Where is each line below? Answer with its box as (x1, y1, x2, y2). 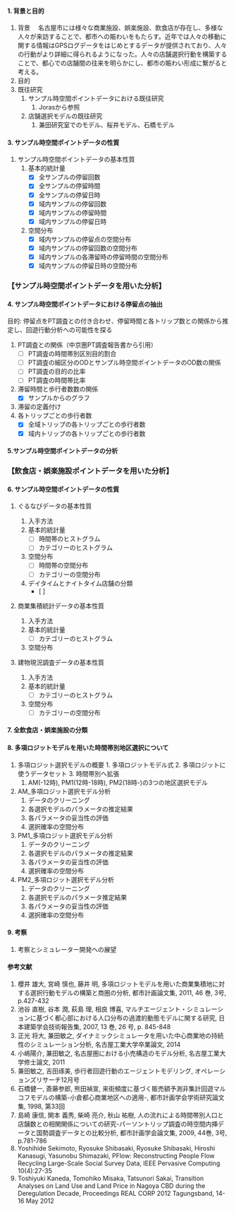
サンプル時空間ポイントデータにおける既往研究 (27, 94, 164, 102)
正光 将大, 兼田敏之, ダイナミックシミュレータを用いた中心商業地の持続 (17, 1031, 224, 1040)
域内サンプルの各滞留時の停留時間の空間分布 (38, 252, 168, 261)
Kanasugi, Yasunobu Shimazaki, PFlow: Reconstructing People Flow (17, 1151, 215, 1160)
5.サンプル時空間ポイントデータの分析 (7, 447, 118, 455)
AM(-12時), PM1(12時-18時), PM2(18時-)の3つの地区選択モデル (27, 778, 209, 787)
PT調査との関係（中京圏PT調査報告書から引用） (17, 341, 157, 349)
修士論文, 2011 (23, 1057, 66, 1066)
